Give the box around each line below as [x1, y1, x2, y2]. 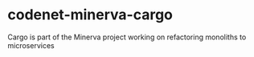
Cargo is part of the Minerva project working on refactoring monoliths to [7, 32, 247, 42]
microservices [7, 40, 55, 50]
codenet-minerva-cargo [7, 6, 174, 24]
